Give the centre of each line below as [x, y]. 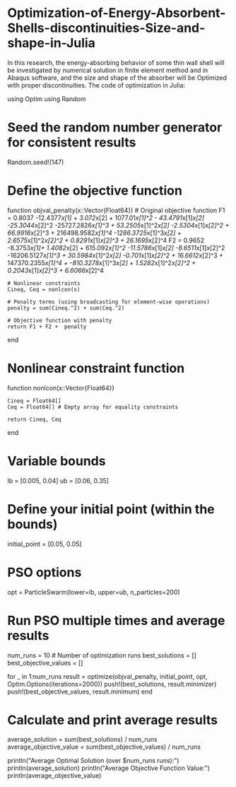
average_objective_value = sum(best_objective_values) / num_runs [104, 747]
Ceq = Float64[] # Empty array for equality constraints [93, 407]
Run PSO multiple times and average [116, 620]
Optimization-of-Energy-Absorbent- [117, 13]
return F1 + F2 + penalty [47, 327]
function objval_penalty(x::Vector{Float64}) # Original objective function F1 [116, 210]
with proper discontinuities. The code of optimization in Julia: [96, 85]
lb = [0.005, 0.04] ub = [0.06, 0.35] [58, 480]
